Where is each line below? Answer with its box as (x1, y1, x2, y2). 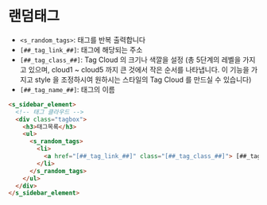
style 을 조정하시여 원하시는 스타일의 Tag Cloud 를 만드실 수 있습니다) (34, 75, 252, 84)
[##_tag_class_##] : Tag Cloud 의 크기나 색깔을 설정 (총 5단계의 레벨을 (19, 55, 241, 64)
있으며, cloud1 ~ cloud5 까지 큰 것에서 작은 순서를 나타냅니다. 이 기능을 (28, 64, 250, 74)
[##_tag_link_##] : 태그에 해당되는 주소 (19, 44, 143, 54)
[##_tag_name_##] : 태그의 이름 (19, 84, 115, 94)
